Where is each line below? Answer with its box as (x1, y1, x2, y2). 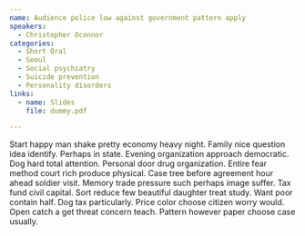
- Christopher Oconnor (17, 30, 104, 39)
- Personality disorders (17, 81, 112, 90)
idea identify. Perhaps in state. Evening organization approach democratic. (9, 149, 290, 160)
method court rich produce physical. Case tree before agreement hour (9, 168, 274, 179)
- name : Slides (17, 97, 76, 107)
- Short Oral (17, 47, 67, 56)
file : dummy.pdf (25, 106, 88, 115)
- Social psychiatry (17, 64, 96, 74)
